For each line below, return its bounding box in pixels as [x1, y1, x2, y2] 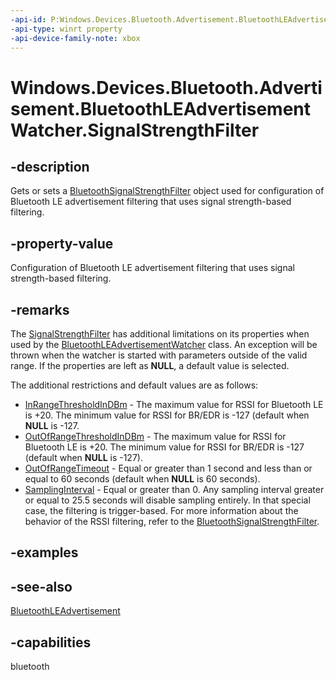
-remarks [10, 301, 70, 318]
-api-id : [10, 14, 47, 25]
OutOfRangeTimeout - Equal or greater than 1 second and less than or [24, 462, 313, 474]
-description [10, 158, 90, 175]
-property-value [10, 235, 114, 252]
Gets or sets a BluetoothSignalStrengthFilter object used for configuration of [10, 185, 325, 197]
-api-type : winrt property [10, 24, 123, 34]
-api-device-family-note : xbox [10, 33, 141, 43]
